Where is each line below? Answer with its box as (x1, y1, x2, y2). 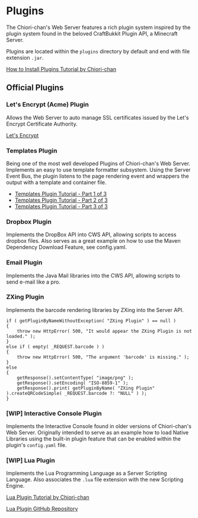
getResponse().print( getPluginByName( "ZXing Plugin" (17, 385, 155, 391)
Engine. (6, 482, 25, 490)
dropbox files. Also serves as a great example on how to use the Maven (6, 237, 181, 244)
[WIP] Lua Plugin (6, 456, 55, 465)
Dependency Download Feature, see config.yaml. (6, 244, 127, 251)
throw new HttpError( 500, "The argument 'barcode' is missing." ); (17, 354, 190, 360)
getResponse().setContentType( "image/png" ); (17, 375, 134, 381)
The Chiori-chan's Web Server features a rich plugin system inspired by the (6, 24, 191, 31)
